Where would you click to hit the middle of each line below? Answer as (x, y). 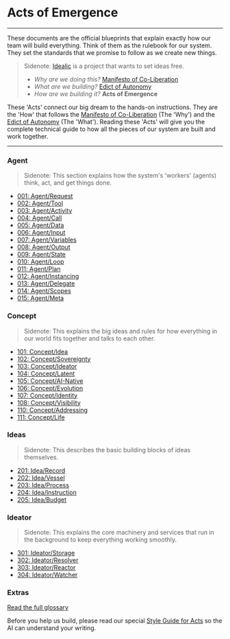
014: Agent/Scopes (44, 291)
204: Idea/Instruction (47, 492)
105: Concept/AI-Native (50, 381)
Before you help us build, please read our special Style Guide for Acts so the (115, 621)
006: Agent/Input (41, 233)
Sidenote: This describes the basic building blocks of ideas (107, 450)
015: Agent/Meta (40, 298)
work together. (28, 136)
